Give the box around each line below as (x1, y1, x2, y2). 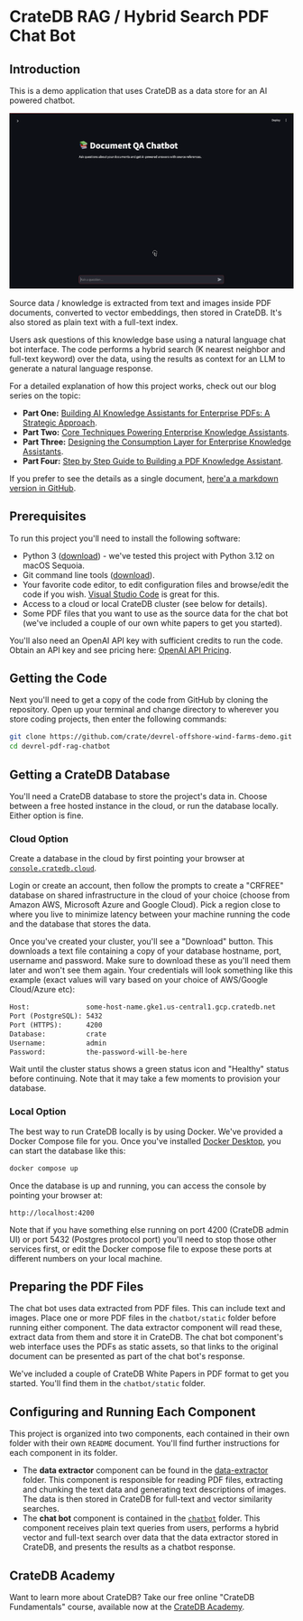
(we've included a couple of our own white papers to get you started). (22, 617, 282, 629)
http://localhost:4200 (9, 1208, 95, 1217)
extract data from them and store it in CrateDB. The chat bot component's (9, 1332, 284, 1343)
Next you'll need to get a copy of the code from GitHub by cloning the (9, 694, 269, 705)
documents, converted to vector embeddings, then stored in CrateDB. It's (9, 307, 282, 318)
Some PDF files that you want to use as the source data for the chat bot (22, 608, 289, 619)
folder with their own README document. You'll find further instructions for (9, 1438, 280, 1449)
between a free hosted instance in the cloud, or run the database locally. (9, 801, 280, 812)
